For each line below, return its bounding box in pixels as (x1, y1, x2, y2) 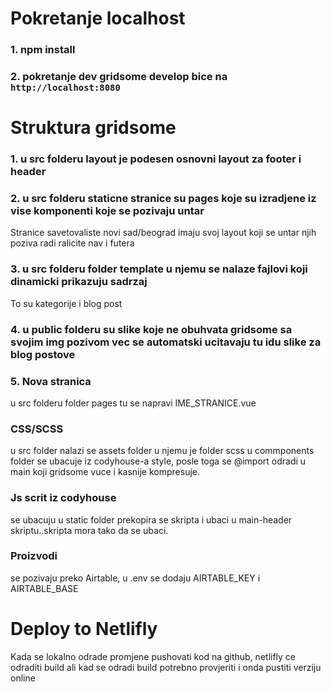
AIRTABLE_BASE (10, 582, 79, 594)
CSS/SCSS (10, 422, 64, 436)
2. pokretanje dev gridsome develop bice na (10, 70, 228, 84)
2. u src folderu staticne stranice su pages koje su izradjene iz (10, 192, 317, 206)
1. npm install (10, 43, 76, 57)
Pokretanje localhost (10, 7, 186, 30)
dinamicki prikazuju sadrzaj (10, 275, 148, 289)
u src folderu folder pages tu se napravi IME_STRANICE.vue (10, 397, 257, 409)
